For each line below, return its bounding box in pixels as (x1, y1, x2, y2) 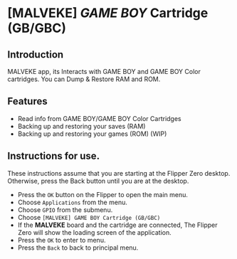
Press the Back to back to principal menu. (17, 243, 139, 252)
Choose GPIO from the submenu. (17, 205, 113, 214)
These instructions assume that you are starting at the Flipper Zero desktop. (7, 169, 231, 177)
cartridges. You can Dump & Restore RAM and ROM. (7, 75, 161, 83)
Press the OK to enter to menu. (17, 236, 106, 244)
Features (7, 95, 48, 107)
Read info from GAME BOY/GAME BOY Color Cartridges (17, 114, 181, 122)
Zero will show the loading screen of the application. (17, 228, 172, 236)
